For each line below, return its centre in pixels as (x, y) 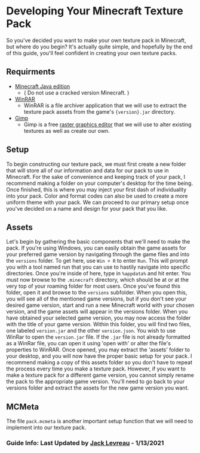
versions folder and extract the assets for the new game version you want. (98, 388)
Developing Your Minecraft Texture (95, 11)
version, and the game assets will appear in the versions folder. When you (97, 312)
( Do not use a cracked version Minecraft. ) (76, 92)
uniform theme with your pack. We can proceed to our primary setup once (98, 202)
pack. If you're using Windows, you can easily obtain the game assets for (96, 248)
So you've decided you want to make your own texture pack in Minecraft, (96, 40)
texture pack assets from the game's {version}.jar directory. (99, 111)
